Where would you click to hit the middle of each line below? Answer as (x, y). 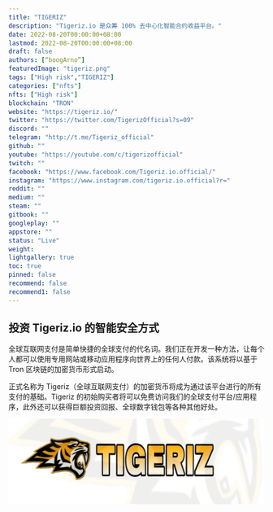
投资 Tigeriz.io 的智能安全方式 (84, 328)
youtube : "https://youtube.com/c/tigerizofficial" (96, 155)
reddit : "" (27, 189)
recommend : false (38, 283)
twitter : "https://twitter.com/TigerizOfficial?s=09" (102, 120)
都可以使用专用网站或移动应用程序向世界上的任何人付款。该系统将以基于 (136, 359)
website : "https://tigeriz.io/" (63, 112)
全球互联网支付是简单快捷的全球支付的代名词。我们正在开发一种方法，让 (129, 349)
